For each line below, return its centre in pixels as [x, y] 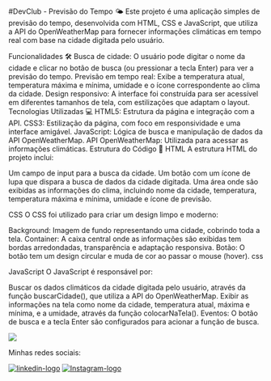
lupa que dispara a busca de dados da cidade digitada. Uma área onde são [133, 182]
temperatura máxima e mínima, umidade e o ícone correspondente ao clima [134, 85]
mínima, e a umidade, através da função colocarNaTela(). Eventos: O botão [133, 313]
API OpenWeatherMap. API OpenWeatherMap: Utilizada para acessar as [129, 140]
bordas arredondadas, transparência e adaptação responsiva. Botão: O [127, 248]
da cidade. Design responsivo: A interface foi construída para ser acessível [133, 94]
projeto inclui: [31, 157]
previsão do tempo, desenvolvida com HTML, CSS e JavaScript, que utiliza [133, 23]
